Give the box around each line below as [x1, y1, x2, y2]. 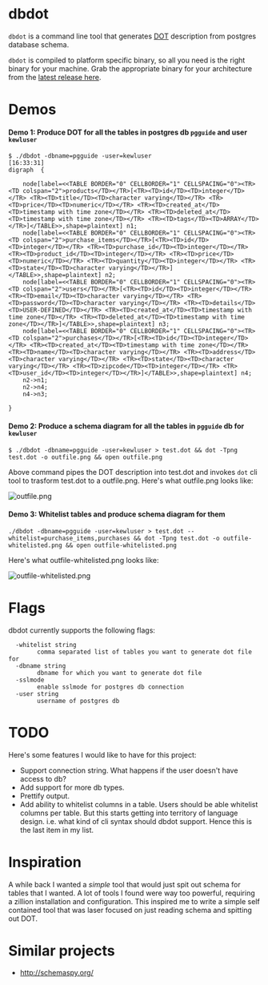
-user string [15, 689, 59, 698]
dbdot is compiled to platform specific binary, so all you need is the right [8, 55, 246, 65]
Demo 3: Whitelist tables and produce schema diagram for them [8, 509, 226, 519]
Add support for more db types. [19, 782, 125, 792]
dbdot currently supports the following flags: [8, 625, 156, 635]
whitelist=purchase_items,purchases [8, 534, 130, 542]
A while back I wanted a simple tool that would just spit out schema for [8, 879, 242, 889]
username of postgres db [37, 697, 120, 705]
